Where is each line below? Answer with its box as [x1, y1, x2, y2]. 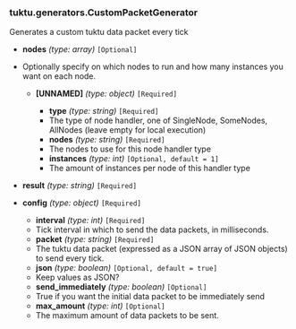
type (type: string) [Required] [48, 106, 159, 117]
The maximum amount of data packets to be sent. [35, 310, 219, 321]
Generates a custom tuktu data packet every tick [9, 27, 190, 38]
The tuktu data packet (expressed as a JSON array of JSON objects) [35, 244, 288, 255]
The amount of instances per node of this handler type [48, 163, 250, 174]
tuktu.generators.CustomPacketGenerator [9, 6, 199, 19]
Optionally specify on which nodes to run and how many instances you [21, 61, 283, 73]
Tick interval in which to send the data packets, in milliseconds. [35, 224, 269, 235]
